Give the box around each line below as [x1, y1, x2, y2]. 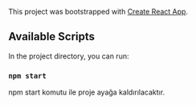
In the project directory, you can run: [8, 51, 129, 61]
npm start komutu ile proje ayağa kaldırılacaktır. [8, 87, 165, 97]
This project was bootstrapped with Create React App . [8, 7, 189, 16]
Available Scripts [8, 30, 95, 43]
